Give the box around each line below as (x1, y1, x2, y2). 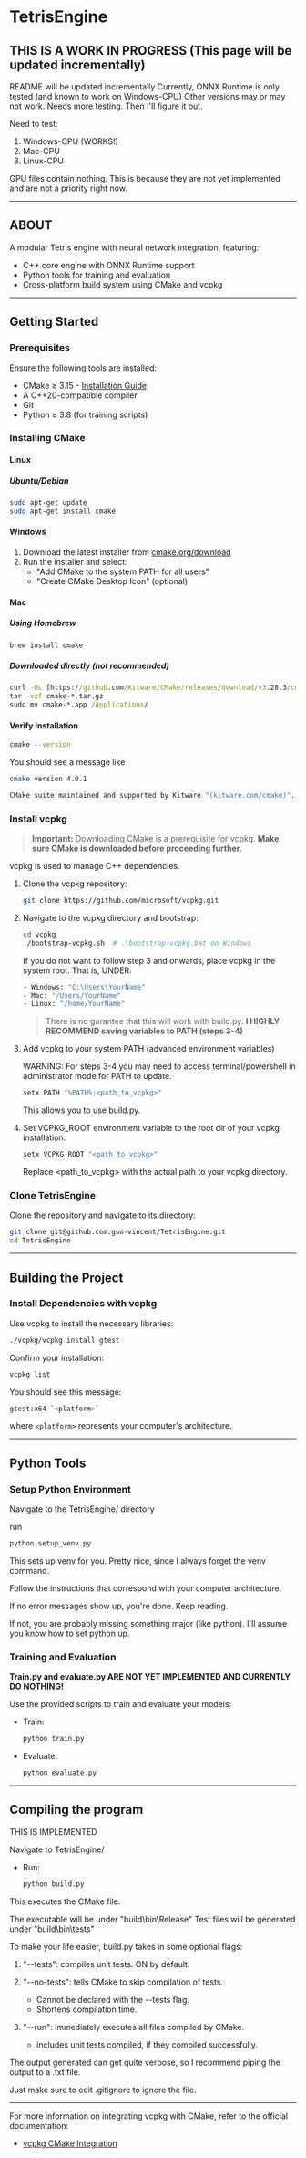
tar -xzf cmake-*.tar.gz (9, 692, 104, 701)
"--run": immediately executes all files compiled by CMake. (22, 2021, 244, 2032)
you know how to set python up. (9, 1628, 130, 1639)
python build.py (22, 1879, 85, 1889)
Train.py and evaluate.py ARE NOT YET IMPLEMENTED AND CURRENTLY (9, 1671, 291, 1682)
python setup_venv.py (9, 1539, 92, 1548)
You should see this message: (9, 1386, 122, 1398)
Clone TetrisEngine (9, 1189, 96, 1202)
